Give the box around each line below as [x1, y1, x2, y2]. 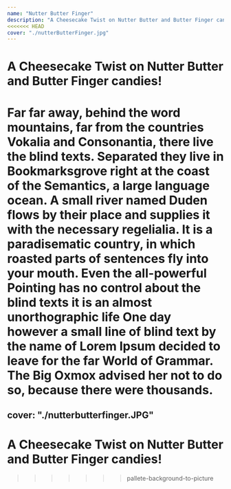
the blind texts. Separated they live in [7, 148, 224, 164]
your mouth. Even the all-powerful [7, 265, 208, 281]
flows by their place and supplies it [7, 207, 210, 223]
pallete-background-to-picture [126, 474, 214, 482]
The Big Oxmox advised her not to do [7, 367, 223, 383]
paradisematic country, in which [7, 236, 196, 251]
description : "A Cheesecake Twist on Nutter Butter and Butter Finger [7, 16, 214, 23]
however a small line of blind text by [7, 323, 217, 339]
